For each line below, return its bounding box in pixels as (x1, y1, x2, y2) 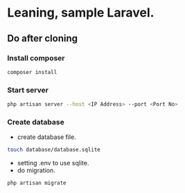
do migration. (17, 166, 55, 174)
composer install (7, 68, 58, 75)
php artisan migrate (7, 180, 67, 187)
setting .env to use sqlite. (17, 159, 89, 167)
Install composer (7, 53, 65, 63)
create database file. (17, 133, 76, 141)
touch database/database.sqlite (7, 147, 100, 154)
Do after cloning (7, 33, 78, 44)
